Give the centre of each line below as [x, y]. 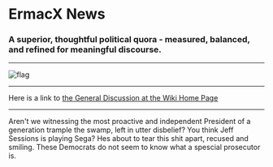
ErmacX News [57, 14]
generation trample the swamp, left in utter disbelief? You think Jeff [121, 130]
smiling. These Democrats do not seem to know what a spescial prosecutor [134, 148]
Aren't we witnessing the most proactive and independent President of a [130, 122]
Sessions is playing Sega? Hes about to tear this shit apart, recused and [129, 139]
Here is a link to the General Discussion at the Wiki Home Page [113, 98]
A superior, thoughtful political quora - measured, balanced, [129, 40]
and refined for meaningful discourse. [85, 49]
